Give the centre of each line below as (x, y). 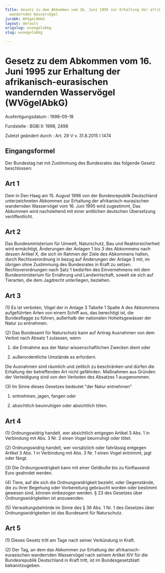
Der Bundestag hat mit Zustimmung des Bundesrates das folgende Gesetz (80, 163)
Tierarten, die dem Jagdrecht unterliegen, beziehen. (58, 280)
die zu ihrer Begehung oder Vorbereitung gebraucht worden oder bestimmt (81, 488)
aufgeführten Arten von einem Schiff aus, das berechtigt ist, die (69, 313)
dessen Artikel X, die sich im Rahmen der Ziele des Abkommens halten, (77, 254)
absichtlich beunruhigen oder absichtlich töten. (60, 406)
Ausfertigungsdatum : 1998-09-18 (39, 117)
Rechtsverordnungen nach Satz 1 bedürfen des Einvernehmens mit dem (78, 270)
